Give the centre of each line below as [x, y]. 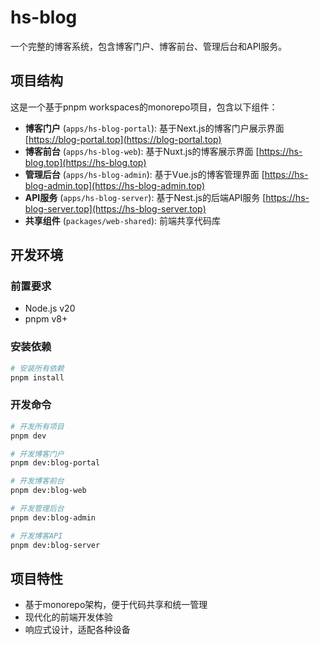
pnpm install [37, 377]
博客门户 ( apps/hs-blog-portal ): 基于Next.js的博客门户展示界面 [154, 128]
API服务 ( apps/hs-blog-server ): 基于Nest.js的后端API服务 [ [145, 197]
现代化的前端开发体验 [68, 617]
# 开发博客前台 [37, 481]
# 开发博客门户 [37, 454]
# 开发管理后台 [37, 509]
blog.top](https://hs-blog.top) [85, 162]
